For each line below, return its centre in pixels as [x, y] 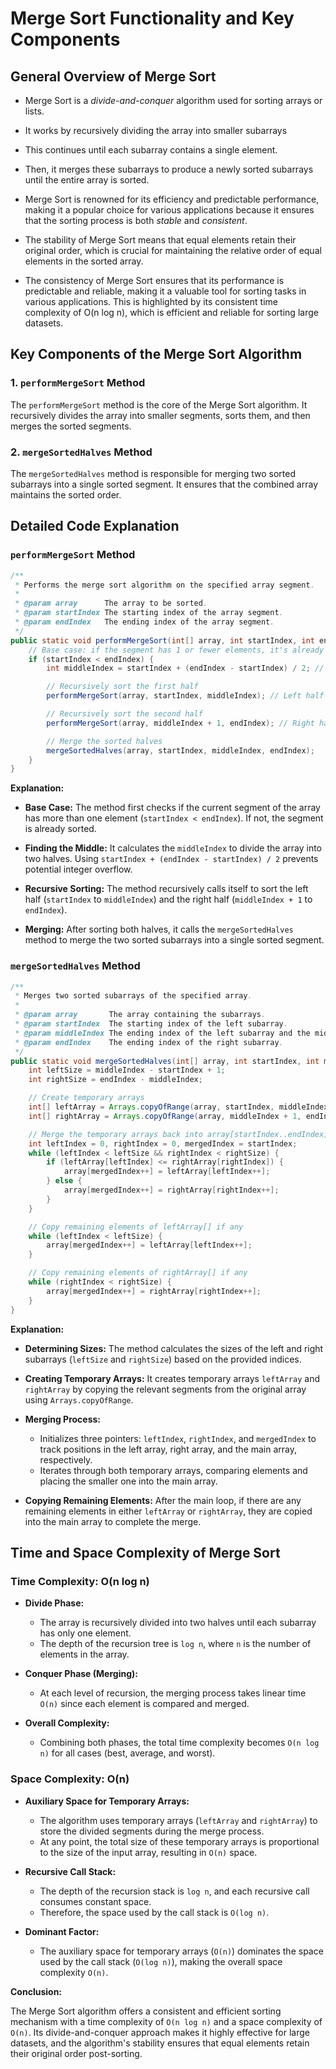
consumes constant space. [95, 1901]
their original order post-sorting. [76, 2053]
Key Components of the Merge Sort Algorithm [156, 354]
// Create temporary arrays [86, 1098]
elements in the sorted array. [84, 261]
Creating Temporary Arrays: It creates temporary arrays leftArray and [172, 1378]
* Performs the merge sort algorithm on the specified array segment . [164, 585]
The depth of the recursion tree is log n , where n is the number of [175, 1644]
